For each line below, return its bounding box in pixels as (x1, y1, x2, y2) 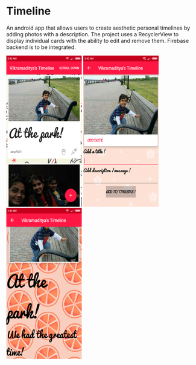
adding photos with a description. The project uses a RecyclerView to (6, 30, 179, 37)
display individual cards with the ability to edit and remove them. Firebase (6, 37, 189, 44)
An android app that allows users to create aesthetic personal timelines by (6, 24, 191, 31)
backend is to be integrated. (6, 44, 77, 51)
